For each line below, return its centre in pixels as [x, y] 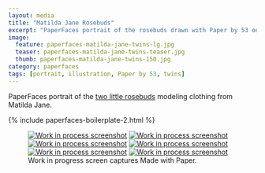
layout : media [32, 15]
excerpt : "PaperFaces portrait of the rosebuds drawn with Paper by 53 [128, 30]
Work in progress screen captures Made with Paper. [112, 160]
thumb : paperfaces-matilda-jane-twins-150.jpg [93, 60]
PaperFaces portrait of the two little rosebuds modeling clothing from [121, 96]
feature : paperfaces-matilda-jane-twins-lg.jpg [95, 45]
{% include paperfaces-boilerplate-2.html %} [82, 120]
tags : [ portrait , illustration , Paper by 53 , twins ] [97, 74]
